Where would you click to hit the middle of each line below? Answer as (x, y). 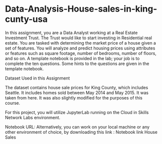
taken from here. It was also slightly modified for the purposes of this (74, 97)
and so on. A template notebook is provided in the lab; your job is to (72, 58)
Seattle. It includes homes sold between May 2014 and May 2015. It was (77, 93)
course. (13, 103)
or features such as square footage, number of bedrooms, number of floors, (81, 53)
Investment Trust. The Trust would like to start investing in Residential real (79, 38)
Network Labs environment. (33, 117)
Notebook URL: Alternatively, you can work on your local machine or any (77, 127)
